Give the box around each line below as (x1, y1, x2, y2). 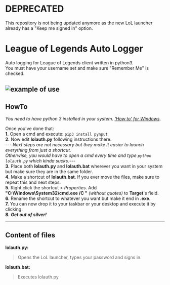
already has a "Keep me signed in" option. (5, 25, 93, 31)
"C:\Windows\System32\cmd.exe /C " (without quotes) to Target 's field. (5, 190, 159, 196)
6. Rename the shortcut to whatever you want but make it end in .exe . (5, 195, 151, 201)
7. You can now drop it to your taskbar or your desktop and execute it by (5, 201, 156, 207)
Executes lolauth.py (17, 274, 59, 280)
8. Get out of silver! (5, 212, 47, 218)
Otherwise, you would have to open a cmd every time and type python (5, 152, 152, 158)
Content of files (5, 231, 56, 239)
